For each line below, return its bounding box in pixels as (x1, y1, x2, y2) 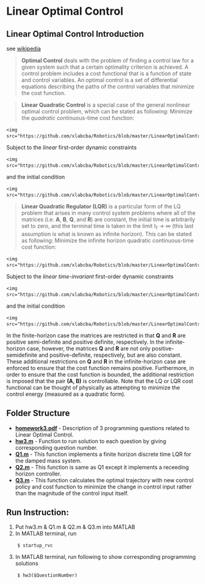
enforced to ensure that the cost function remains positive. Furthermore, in (6, 364, 194, 371)
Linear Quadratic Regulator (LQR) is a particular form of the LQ (21, 203, 181, 210)
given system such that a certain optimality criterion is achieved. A (21, 63, 189, 70)
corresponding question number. (15, 444, 98, 451)
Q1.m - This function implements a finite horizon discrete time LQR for (15, 450, 192, 458)
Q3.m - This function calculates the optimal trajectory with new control (15, 476, 194, 484)
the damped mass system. (15, 457, 82, 464)
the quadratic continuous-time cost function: (21, 115, 135, 121)
